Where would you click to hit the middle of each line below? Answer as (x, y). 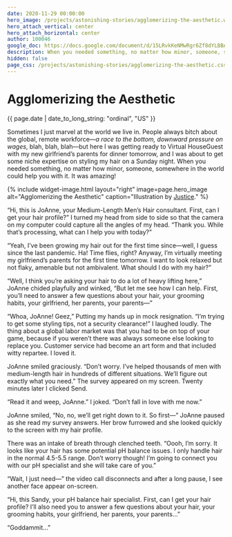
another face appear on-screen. (53, 486)
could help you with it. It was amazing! (61, 176)
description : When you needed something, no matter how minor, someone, (114, 53)
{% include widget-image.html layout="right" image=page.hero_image (107, 189)
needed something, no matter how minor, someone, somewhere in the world (116, 168)
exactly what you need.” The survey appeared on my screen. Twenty (105, 381)
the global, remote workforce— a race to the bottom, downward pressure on (115, 139)
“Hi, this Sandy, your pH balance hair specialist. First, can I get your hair (109, 499)
